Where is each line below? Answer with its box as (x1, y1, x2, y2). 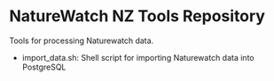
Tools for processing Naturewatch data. (9, 35, 154, 46)
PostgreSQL (21, 62, 67, 72)
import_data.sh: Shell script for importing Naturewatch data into (21, 52, 254, 63)
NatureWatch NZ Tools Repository (9, 6, 266, 26)
